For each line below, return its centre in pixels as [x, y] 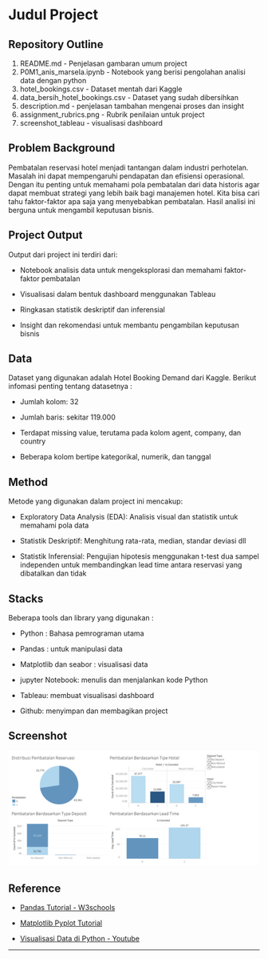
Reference [35, 888]
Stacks [26, 598]
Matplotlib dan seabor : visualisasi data [84, 664]
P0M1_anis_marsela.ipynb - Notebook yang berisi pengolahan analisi [132, 72]
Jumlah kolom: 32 [49, 402]
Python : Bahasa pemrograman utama [82, 633]
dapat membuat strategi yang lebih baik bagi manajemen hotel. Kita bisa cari [134, 193]
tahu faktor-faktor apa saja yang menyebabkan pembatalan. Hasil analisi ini [132, 201]
